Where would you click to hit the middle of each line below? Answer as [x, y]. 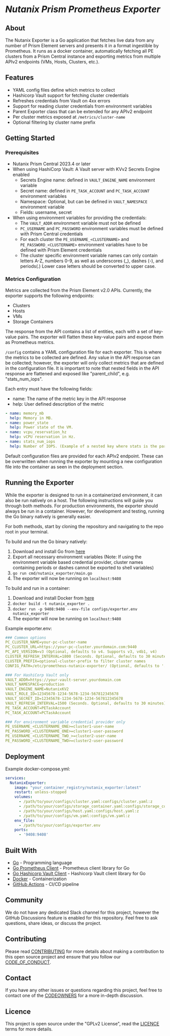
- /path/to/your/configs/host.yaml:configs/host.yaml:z [79, 811]
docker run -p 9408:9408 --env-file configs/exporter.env [75, 609]
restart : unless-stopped [40, 792]
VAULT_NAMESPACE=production [35, 685]
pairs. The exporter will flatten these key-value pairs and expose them [90, 337]
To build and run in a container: [38, 588]
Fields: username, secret [46, 212]
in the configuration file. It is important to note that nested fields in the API [82, 368]
